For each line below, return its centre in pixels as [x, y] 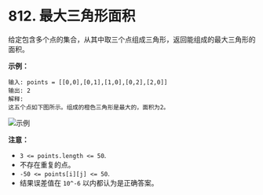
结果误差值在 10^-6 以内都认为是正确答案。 [89, 182]
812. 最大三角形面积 [72, 16]
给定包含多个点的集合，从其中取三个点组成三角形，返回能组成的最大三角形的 [132, 39]
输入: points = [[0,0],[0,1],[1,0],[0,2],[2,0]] [88, 82]
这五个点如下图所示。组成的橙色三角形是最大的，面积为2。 [89, 107]
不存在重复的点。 [47, 164]
